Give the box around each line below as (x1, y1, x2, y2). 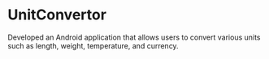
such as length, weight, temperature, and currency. (7, 40, 180, 50)
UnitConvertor (7, 6, 107, 24)
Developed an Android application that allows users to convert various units (7, 32, 261, 42)
